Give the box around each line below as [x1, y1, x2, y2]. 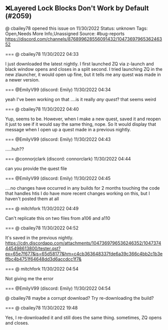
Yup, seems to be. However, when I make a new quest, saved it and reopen [5, 116, 161, 122]
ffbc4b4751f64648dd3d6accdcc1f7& [5, 256, 82, 262]
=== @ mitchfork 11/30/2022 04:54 [5, 266, 79, 272]
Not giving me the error [5, 275, 54, 281]
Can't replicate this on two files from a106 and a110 [5, 215, 111, 221]
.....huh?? [5, 146, 24, 152]
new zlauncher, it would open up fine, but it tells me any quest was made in [5, 71, 161, 77]
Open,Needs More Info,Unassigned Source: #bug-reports [5, 30, 125, 37]
